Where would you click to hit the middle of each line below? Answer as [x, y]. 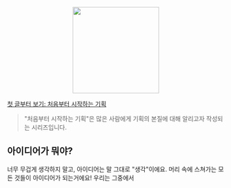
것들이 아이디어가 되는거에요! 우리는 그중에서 [74, 178]
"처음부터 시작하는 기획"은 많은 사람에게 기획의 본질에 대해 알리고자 [114, 119]
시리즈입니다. [49, 127]
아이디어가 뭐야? [40, 151]
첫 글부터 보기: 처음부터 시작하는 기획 [57, 104]
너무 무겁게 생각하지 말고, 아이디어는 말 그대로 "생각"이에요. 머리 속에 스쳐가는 [112, 169]
